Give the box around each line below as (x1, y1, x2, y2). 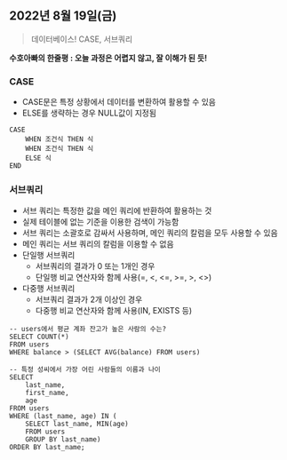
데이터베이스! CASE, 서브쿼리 (30, 34, 133, 44)
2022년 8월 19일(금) (9, 8, 117, 24)
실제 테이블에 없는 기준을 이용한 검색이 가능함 (21, 217, 179, 227)
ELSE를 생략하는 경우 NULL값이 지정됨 (21, 107, 157, 118)
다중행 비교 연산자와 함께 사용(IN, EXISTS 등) (35, 305, 193, 316)
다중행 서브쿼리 (21, 283, 76, 294)
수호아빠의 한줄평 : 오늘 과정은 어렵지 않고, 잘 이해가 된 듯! (9, 52, 207, 63)
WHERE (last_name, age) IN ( (9, 412, 117, 421)
